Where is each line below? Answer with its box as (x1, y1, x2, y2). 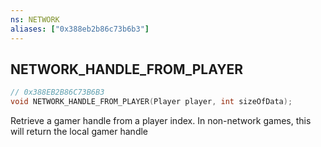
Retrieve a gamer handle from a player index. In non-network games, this (10, 115, 312, 127)
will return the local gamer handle (10, 126, 149, 138)
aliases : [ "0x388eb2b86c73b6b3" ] (10, 24, 150, 34)
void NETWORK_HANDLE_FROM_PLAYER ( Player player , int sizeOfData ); (10, 97, 293, 107)
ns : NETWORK (10, 14, 60, 25)
